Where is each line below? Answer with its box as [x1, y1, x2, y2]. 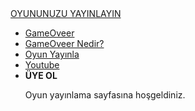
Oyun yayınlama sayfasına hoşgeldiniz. [24, 89, 186, 101]
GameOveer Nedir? [24, 38, 105, 49]
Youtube [24, 59, 60, 71]
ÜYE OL [24, 70, 58, 81]
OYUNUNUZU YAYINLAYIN [10, 8, 122, 19]
